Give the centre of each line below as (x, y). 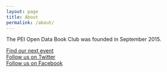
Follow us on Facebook (34, 63)
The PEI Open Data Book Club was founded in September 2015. (84, 40)
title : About (22, 17)
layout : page (22, 12)
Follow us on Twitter (31, 57)
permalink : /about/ (30, 22)
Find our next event (30, 51)
